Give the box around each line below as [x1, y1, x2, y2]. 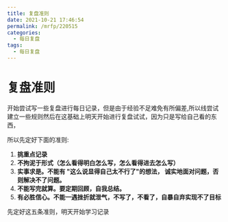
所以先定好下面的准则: [7, 135, 70, 144]
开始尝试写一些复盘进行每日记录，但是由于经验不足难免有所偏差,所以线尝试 [7, 103, 219, 112]
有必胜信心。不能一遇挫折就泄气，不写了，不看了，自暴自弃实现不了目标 [16, 193, 221, 201]
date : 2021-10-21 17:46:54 [7, 16, 84, 23]
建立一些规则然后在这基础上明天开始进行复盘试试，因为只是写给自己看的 [7, 112, 211, 121]
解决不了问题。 [23, 175, 66, 184]
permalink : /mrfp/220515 [7, 23, 78, 29]
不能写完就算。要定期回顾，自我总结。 [16, 184, 125, 193]
